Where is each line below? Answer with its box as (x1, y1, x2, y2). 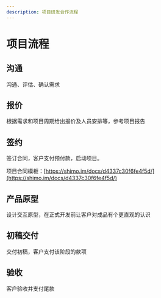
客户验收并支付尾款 (6, 285, 55, 292)
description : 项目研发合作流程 (6, 9, 79, 15)
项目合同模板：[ (6, 167, 46, 175)
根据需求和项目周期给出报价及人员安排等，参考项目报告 (6, 117, 145, 125)
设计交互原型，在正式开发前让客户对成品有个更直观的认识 (6, 211, 151, 219)
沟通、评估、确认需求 (6, 81, 60, 88)
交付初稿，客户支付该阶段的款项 (6, 248, 87, 255)
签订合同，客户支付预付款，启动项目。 (6, 154, 102, 162)
